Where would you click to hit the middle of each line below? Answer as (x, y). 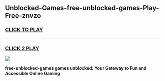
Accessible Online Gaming (33, 73)
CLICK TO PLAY (24, 30)
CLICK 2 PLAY (22, 48)
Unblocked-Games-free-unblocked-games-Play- (82, 8)
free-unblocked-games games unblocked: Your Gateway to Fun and (76, 68)
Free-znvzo (23, 16)
